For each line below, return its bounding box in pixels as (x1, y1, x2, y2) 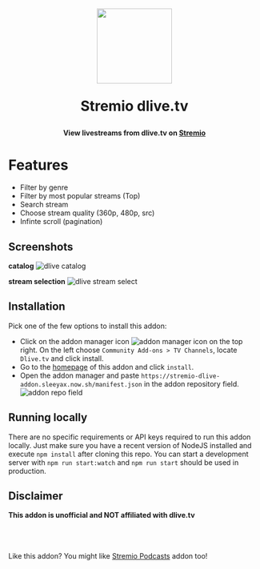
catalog (8, 261, 34, 270)
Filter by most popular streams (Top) (19, 191, 141, 201)
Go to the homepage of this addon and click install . (19, 362, 194, 371)
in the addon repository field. (143, 379, 240, 388)
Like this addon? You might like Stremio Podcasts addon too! (8, 551, 208, 561)
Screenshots (8, 240, 74, 254)
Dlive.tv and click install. (19, 353, 104, 363)
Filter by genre (19, 182, 69, 192)
